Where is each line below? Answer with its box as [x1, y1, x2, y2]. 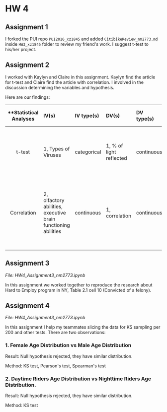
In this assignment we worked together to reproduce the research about [5, 281, 153, 288]
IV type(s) [75, 112, 99, 119]
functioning [43, 221, 71, 228]
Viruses [43, 151, 61, 158]
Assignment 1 [5, 23, 48, 31]
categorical [75, 148, 101, 155]
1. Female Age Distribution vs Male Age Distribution [5, 342, 132, 349]
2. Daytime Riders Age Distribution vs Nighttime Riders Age [5, 375, 152, 382]
